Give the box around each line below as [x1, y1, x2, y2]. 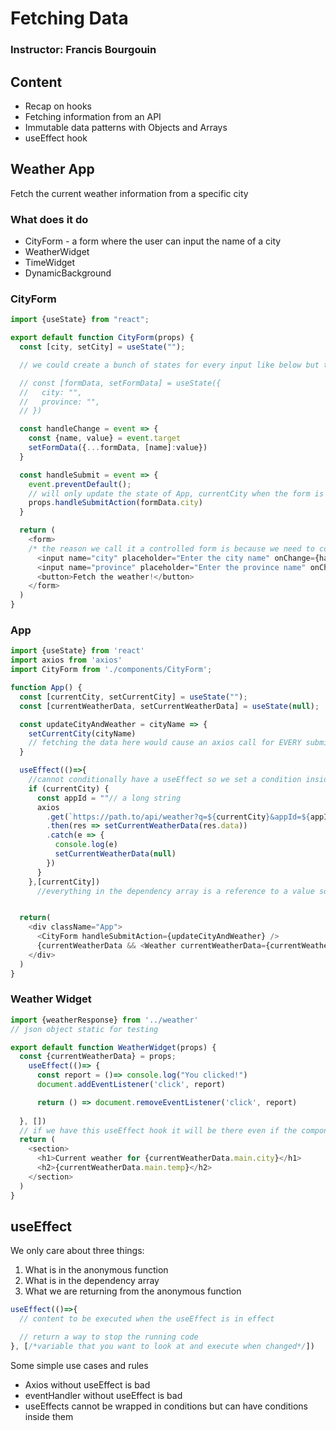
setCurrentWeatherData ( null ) [54, 849, 177, 859]
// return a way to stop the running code [19, 1332, 199, 1342]
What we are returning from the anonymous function [24, 1285, 242, 1297]
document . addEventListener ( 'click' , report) [36, 1080, 226, 1090]
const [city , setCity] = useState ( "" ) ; [19, 342, 186, 352]
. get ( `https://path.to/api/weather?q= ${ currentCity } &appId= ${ [46, 812, 311, 822]
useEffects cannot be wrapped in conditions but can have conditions [24, 1400, 308, 1412]
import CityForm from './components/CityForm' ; [10, 665, 213, 675]
